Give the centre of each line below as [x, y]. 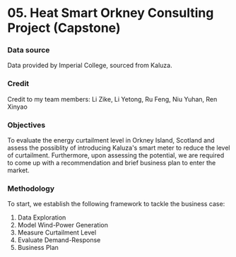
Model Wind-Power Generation [63, 225]
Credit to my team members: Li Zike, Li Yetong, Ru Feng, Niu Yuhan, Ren [112, 99]
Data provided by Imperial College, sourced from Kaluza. [90, 66]
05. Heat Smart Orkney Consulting [111, 13]
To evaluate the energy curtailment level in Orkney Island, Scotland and [111, 141]
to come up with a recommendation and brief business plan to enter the [112, 163]
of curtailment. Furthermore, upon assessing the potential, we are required [116, 155]
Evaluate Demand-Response [59, 240]
